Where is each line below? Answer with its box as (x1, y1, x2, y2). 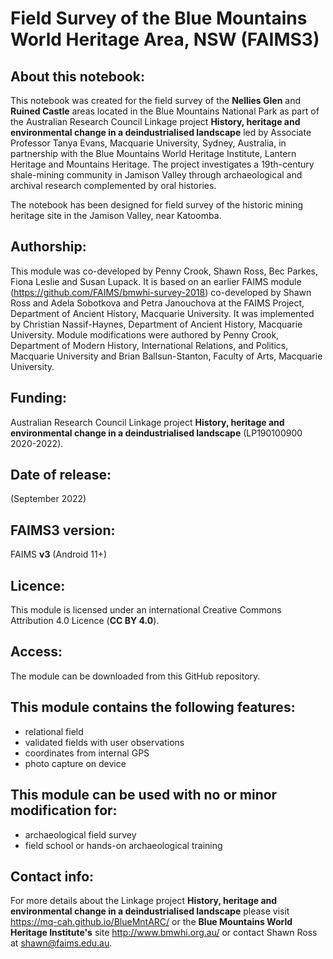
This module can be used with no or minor (10, 787, 278, 804)
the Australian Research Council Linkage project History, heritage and (10, 116, 301, 127)
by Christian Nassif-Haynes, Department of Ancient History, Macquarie (10, 318, 303, 330)
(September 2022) (10, 493, 87, 505)
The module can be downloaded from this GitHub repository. (10, 670, 261, 682)
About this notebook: (10, 68, 145, 85)
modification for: (10, 802, 118, 819)
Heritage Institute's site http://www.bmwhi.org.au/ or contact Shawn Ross (10, 927, 318, 939)
